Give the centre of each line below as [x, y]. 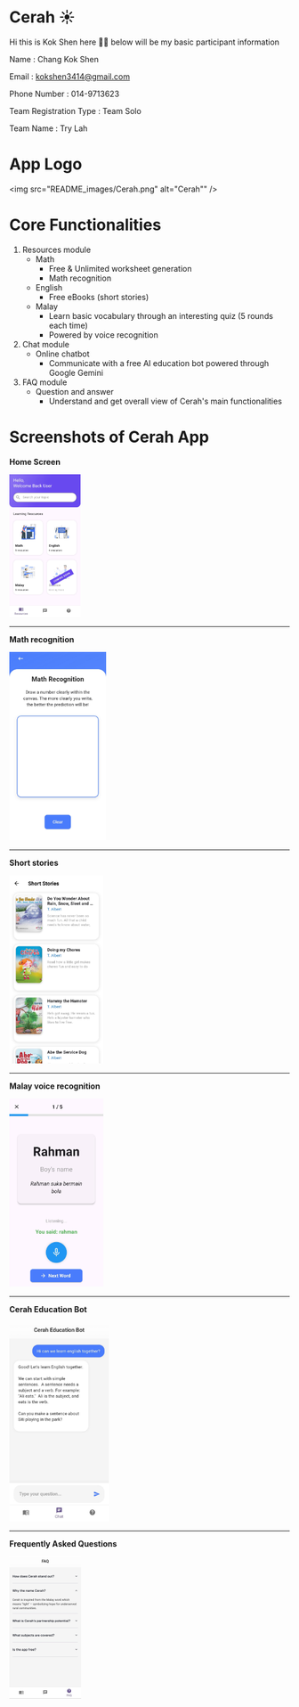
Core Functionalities [85, 225]
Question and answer [74, 391]
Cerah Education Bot [48, 1309]
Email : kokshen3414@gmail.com [70, 76]
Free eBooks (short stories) [99, 297]
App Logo [46, 164]
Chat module [45, 344]
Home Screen [35, 461]
